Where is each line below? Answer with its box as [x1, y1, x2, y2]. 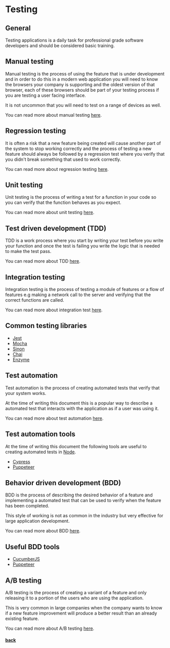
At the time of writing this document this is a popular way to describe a [5, 400, 153, 406]
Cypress [12, 458, 30, 464]
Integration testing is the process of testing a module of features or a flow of [5, 286, 164, 293]
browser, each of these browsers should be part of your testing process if [5, 87, 159, 93]
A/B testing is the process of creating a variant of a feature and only [5, 589, 147, 595]
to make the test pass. [5, 248, 52, 255]
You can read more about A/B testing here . [5, 625, 95, 631]
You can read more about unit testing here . [5, 209, 95, 215]
